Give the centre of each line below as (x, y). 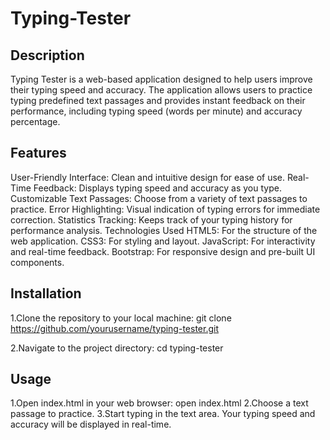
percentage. (35, 121)
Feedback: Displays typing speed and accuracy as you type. (157, 188)
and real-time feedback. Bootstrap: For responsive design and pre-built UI (163, 251)
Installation (46, 293)
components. (37, 262)
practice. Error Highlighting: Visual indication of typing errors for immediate (165, 209)
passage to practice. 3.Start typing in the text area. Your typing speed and (163, 414)
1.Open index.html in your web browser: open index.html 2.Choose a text (159, 403)
